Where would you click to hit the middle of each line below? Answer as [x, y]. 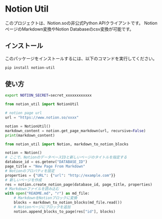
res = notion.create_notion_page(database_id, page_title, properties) [79, 185]
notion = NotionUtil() [28, 126]
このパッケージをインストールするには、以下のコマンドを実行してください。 [81, 58]
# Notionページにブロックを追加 [42, 207]
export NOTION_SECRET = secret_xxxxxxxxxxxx [48, 96]
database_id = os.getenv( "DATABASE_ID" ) [46, 162]
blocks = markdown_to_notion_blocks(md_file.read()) [68, 202]
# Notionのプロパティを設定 [30, 171]
